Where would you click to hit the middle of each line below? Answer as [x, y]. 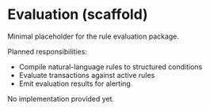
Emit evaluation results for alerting [75, 83]
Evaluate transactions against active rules [87, 75]
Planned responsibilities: [48, 51]
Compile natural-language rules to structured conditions [111, 67]
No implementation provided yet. [61, 98]
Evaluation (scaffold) [78, 15]
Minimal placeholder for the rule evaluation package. [94, 36]
